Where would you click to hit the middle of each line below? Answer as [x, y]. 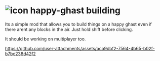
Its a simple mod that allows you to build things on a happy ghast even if [79, 24]
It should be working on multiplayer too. [45, 39]
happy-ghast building [76, 11]
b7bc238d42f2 [20, 54]
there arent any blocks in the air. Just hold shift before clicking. [69, 29]
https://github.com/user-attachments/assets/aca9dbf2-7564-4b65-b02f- [80, 48]
